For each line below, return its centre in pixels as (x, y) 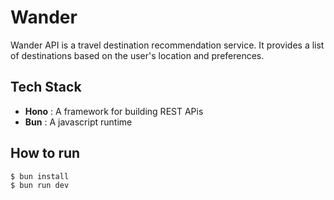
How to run (45, 153)
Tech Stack (46, 87)
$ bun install (40, 176)
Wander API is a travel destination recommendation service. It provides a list (167, 45)
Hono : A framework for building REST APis (114, 111)
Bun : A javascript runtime (78, 122)
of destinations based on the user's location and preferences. (137, 55)
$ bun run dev (40, 186)
